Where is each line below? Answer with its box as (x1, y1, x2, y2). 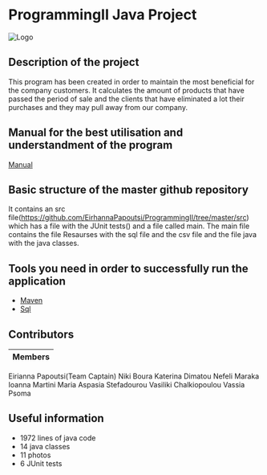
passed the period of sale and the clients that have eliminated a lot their (8, 94, 245, 104)
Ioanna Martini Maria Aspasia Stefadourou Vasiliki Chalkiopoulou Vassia (8, 380, 245, 389)
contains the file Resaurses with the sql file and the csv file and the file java (8, 230, 257, 240)
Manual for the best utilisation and (8, 126, 184, 140)
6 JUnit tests (19, 458, 63, 468)
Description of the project (8, 55, 140, 69)
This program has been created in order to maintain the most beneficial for (8, 76, 255, 86)
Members (12, 351, 51, 362)
